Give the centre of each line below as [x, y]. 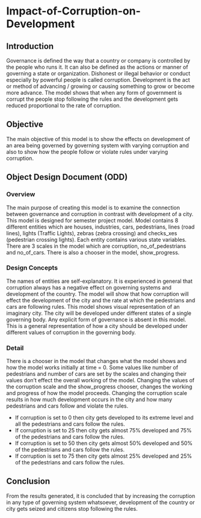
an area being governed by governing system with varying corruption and [97, 145]
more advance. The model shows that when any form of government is [94, 93]
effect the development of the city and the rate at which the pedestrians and [101, 300]
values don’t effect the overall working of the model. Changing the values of [100, 381]
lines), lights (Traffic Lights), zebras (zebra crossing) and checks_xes [92, 233]
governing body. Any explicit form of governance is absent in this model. [96, 319]
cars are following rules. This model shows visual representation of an [93, 306]
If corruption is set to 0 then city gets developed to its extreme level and [104, 418]
